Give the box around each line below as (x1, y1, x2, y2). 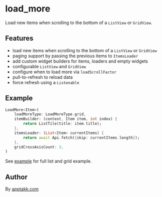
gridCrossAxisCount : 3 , (14, 144, 64, 149)
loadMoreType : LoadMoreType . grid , (14, 112, 86, 117)
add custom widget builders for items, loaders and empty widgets (12, 58, 148, 64)
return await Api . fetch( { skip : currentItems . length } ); (23, 135, 140, 140)
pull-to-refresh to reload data (12, 74, 73, 80)
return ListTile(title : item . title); (23, 121, 101, 126)
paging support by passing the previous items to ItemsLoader (12, 53, 138, 59)
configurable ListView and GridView (12, 63, 86, 69)
